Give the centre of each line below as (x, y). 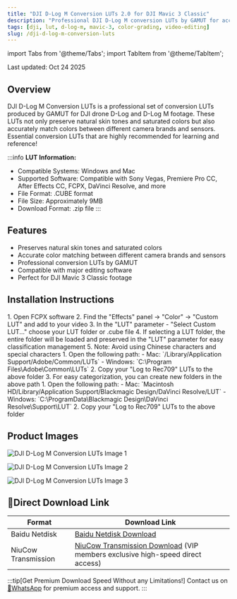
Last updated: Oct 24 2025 (47, 67)
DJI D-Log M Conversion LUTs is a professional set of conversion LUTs (111, 106)
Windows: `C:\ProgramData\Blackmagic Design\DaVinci (88, 399)
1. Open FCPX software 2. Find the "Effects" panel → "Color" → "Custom (113, 316)
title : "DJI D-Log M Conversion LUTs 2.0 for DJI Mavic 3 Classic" (109, 14)
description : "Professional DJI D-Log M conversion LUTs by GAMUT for (113, 20)
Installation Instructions (61, 300)
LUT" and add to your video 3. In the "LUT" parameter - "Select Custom (112, 324)
